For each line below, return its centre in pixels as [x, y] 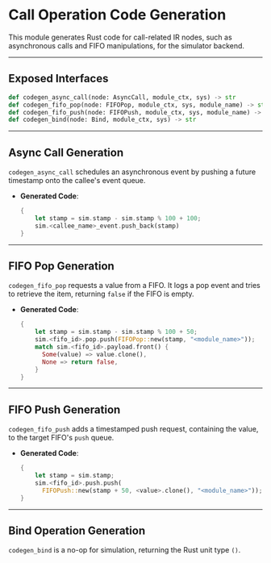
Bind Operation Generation [77, 530]
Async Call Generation [66, 152]
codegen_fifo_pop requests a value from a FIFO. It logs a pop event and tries [134, 286]
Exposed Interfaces [58, 79]
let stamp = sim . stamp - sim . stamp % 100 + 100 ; [118, 218]
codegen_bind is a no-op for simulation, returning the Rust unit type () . [125, 550]
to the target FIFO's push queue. [61, 438]
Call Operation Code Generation [117, 15]
